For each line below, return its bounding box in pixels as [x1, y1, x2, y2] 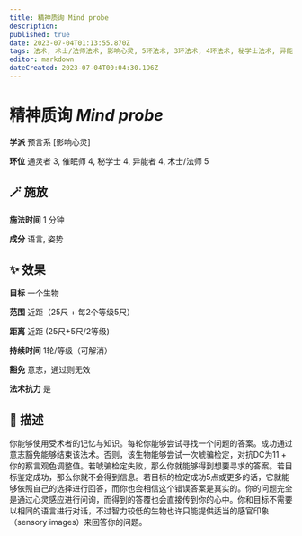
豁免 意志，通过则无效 [9, 364, 91, 375]
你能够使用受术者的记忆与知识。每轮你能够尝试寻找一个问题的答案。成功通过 [9, 438, 293, 449]
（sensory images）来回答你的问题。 [9, 517, 147, 528]
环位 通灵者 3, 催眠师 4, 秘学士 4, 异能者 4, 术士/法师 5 [9, 155, 209, 167]
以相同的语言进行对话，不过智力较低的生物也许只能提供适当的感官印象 [9, 505, 270, 516]
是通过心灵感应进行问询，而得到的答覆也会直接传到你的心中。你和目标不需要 [9, 495, 293, 505]
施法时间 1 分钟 [9, 213, 65, 225]
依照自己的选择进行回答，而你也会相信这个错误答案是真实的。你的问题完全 [16, 483, 293, 494]
